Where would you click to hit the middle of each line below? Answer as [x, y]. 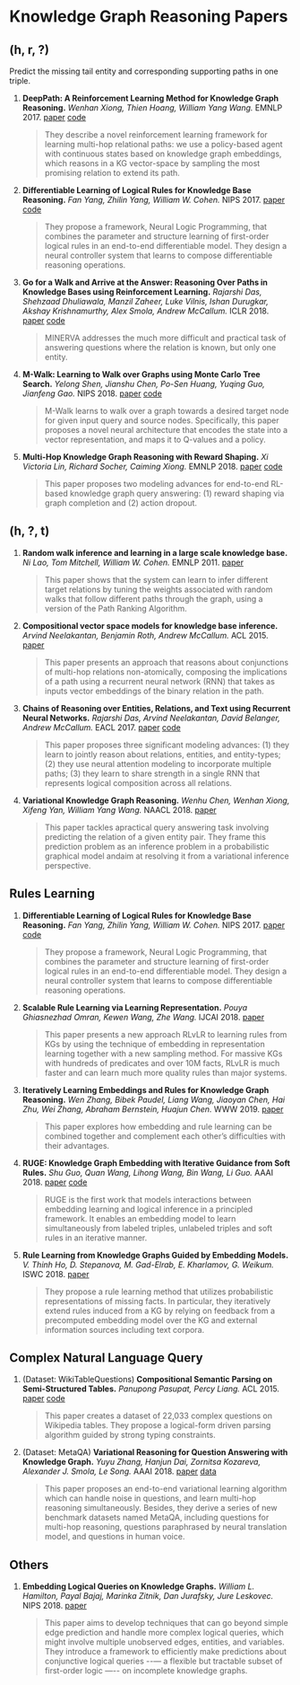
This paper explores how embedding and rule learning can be [158, 1126]
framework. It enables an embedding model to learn [140, 1218]
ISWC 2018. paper [56, 1274]
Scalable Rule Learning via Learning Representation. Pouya [135, 1007]
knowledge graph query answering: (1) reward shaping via [177, 493]
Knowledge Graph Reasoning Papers [149, 17]
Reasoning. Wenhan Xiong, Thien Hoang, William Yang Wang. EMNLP [152, 108]
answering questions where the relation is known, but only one [160, 347]
